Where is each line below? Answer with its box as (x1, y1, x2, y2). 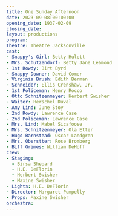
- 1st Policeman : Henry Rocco (6, 88, 83, 94)
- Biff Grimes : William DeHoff (6, 143, 85, 150)
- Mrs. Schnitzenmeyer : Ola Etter (6, 127, 94, 133)
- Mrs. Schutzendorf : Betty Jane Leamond (6, 59, 113, 65)
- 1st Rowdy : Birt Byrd (6, 65, 67, 71)
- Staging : (6, 155, 34, 161)
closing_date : (6, 25, 42, 32)
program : (6, 37, 28, 43)
